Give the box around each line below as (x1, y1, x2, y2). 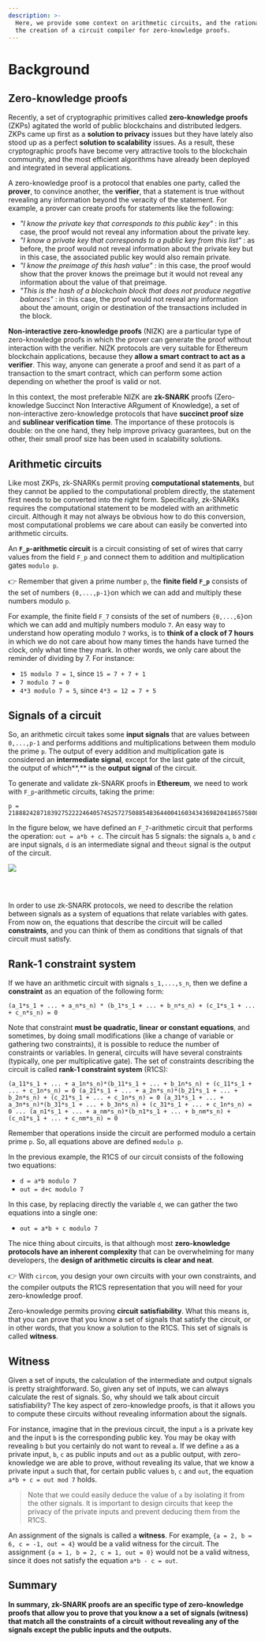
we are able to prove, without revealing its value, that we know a (46, 1458, 255, 1467)
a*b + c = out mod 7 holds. (8, 1474, 98, 1484)
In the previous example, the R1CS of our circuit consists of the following (8, 1152, 244, 1162)
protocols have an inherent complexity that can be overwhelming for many (8, 1247, 255, 1257)
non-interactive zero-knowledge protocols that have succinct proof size (8, 409, 244, 419)
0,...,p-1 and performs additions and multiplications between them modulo (8, 738, 256, 747)
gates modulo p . (8, 561, 59, 570)
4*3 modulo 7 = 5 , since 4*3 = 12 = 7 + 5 (19, 685, 157, 696)
